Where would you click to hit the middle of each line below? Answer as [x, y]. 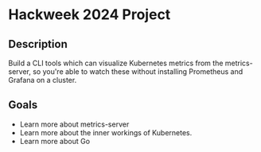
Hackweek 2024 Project [90, 15]
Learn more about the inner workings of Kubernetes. [106, 132]
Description [38, 44]
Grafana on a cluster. [43, 80]
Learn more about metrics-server [74, 124]
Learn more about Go [55, 141]
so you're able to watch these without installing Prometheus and [138, 72]
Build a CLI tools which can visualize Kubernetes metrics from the [116, 63]
